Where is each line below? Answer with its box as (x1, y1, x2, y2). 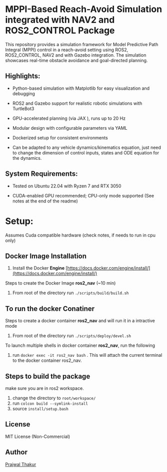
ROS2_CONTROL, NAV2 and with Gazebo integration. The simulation (5, 52, 146, 58)
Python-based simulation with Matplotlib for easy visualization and (12, 85, 150, 91)
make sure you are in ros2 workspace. (5, 385, 84, 391)
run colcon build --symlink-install (12, 400, 88, 406)
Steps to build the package (5, 372, 90, 380)
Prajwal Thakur (5, 461, 36, 467)
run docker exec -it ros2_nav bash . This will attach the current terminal (12, 352, 162, 358)
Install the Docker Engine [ (12, 265, 67, 271)
